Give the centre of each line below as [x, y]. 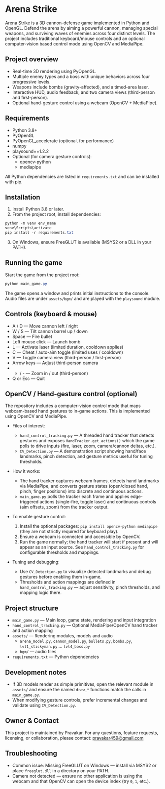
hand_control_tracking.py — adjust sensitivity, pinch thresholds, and [90, 587]
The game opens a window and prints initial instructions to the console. [78, 293]
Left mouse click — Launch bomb [46, 341]
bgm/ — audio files [38, 652]
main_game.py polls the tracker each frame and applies [74, 497]
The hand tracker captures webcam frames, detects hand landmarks [89, 481]
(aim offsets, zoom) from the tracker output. [64, 507]
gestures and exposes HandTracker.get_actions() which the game [87, 441]
